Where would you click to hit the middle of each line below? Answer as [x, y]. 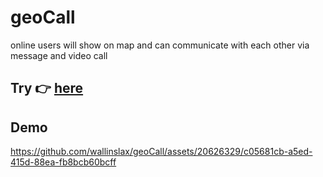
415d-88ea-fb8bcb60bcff [63, 162]
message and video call [59, 55]
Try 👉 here [47, 88]
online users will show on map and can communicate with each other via [160, 45]
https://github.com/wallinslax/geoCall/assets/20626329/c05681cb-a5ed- [161, 152]
